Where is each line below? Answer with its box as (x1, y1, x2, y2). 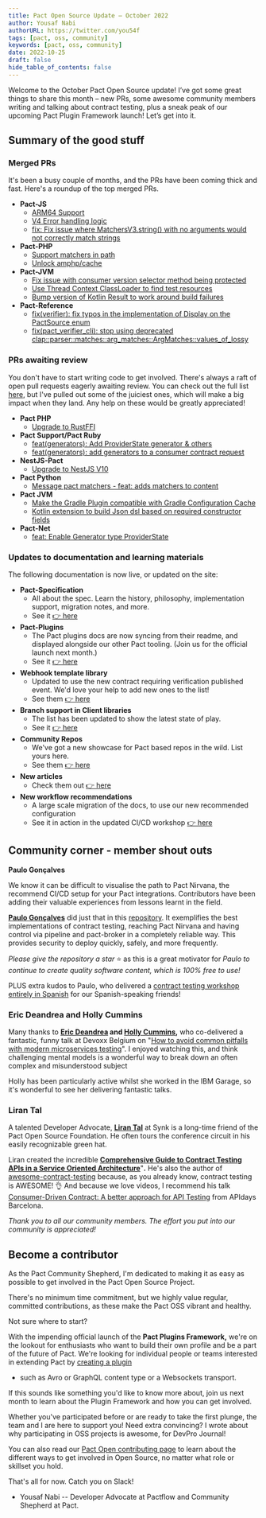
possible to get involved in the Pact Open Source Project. (8, 1278, 195, 1287)
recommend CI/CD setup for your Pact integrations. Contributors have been (8, 889, 256, 898)
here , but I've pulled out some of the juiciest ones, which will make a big (8, 389, 245, 399)
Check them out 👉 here (31, 780, 111, 790)
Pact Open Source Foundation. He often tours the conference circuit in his (8, 1131, 250, 1141)
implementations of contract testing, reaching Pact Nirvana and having (8, 921, 240, 931)
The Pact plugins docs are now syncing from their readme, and (31, 631, 238, 640)
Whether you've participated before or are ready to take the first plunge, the (8, 1412, 257, 1422)
